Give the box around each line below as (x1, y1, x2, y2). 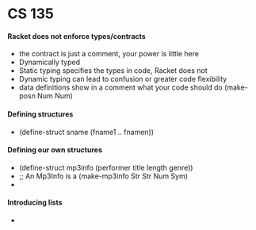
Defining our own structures (7, 145, 102, 155)
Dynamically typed (18, 57, 81, 67)
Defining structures (7, 109, 74, 119)
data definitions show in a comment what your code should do (18, 82, 223, 92)
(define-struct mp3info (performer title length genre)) (18, 163, 193, 172)
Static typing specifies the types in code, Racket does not (18, 66, 208, 75)
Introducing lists (7, 197, 63, 207)
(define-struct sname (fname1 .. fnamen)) (18, 127, 155, 136)
